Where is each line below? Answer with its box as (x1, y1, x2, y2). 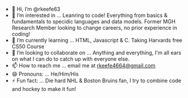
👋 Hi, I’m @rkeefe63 (11, 6, 61, 12)
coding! (11, 31, 31, 38)
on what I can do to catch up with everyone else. (11, 56, 130, 62)
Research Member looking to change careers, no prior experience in (11, 24, 177, 31)
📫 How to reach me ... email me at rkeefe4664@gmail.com (11, 62, 156, 69)
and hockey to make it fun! (11, 86, 76, 92)
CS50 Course (11, 43, 45, 50)
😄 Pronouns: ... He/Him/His (11, 70, 79, 77)
